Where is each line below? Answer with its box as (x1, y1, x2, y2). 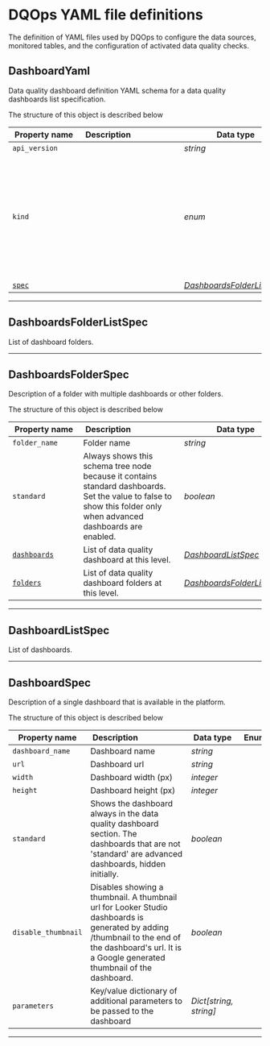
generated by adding (90, 922, 170, 932)
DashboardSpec (8, 675, 91, 690)
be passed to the (90, 1006, 154, 1016)
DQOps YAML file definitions (8, 6, 203, 24)
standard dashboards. (83, 481, 166, 492)
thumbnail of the (90, 962, 153, 973)
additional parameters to (90, 995, 183, 1007)
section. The (90, 828, 137, 839)
